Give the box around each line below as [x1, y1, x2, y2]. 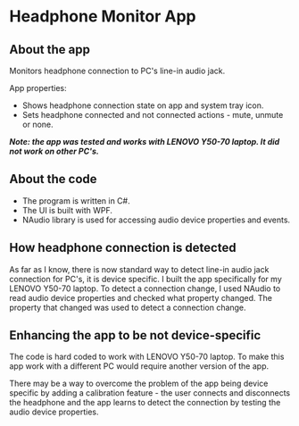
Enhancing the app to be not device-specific [9, 328, 262, 343]
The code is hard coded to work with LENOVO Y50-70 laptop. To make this [9, 351, 285, 363]
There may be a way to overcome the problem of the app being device [9, 378, 269, 389]
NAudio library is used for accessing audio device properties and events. [21, 214, 291, 225]
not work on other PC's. [9, 146, 100, 156]
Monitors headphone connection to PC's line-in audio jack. [9, 65, 226, 76]
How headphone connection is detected [9, 240, 237, 255]
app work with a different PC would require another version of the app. [9, 361, 270, 372]
